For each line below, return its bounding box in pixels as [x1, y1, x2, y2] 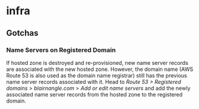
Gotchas [6, 28, 39, 38]
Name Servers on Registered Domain [6, 46, 116, 54]
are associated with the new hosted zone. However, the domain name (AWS [6, 66, 194, 73]
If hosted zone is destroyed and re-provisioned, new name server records [6, 59, 189, 66]
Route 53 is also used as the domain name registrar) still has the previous [6, 71, 188, 79]
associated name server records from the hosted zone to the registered [6, 91, 183, 98]
